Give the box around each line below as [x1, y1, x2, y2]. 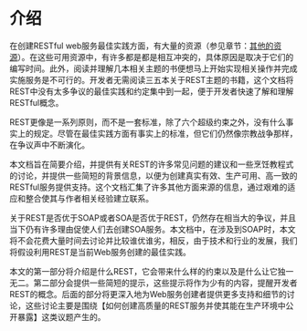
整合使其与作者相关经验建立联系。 [25, 192, 153, 203]
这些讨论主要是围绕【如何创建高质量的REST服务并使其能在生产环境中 [25, 300, 286, 311]
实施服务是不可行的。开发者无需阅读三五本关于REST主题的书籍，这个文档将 [9, 74, 294, 85]
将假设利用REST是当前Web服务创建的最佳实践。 [9, 246, 192, 257]
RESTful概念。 [9, 97, 64, 108]
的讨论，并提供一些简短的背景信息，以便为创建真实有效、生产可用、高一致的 [9, 170, 298, 181]
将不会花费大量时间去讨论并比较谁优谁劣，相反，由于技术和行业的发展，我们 [9, 234, 298, 246]
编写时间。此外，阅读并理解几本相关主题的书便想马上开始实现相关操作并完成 [9, 63, 298, 74]
